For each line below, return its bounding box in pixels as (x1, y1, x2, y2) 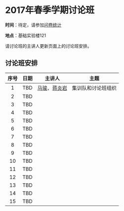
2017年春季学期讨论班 (5, 4, 95, 16)
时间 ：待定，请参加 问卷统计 (5, 22, 62, 28)
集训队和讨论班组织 (72, 84, 117, 91)
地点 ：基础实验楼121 (5, 32, 46, 38)
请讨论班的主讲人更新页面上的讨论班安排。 (5, 43, 92, 49)
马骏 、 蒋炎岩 (37, 84, 68, 91)
